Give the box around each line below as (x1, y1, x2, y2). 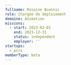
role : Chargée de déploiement (5, 12, 67, 17)
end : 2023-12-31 (14, 30, 47, 35)
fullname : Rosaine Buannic (5, 7, 60, 12)
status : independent (14, 35, 55, 40)
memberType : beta (5, 52, 40, 58)
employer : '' (14, 39, 40, 44)
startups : (5, 43, 25, 48)
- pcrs (9, 48, 23, 53)
